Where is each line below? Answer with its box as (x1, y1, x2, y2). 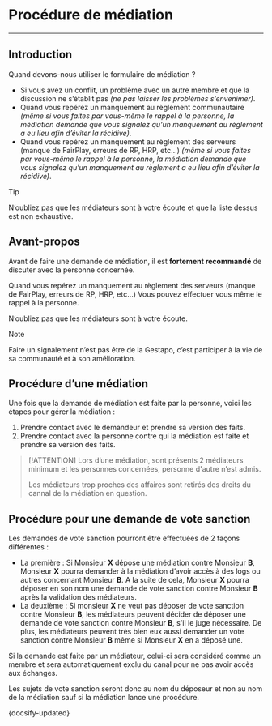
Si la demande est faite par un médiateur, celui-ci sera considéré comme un (8, 651, 261, 661)
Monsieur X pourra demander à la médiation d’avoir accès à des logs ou (19, 566, 261, 576)
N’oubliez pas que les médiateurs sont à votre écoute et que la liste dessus (8, 203, 258, 212)
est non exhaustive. (8, 211, 74, 220)
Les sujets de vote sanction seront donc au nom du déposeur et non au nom (8, 684, 263, 694)
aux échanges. (8, 668, 58, 678)
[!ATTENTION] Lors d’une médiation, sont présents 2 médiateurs (28, 455, 244, 465)
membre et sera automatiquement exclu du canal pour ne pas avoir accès (8, 660, 254, 669)
